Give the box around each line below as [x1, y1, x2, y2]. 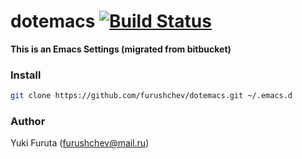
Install [10, 68, 42, 82]
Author [10, 115, 46, 129]
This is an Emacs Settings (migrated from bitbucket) [10, 43, 232, 55]
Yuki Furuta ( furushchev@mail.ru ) [10, 137, 150, 149]
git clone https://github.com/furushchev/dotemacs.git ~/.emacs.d [10, 91, 293, 101]
